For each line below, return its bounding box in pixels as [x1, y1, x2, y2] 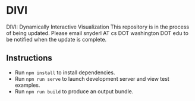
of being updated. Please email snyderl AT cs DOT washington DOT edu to [6, 29, 189, 36]
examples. [14, 81, 40, 89]
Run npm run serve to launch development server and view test [14, 75, 169, 82]
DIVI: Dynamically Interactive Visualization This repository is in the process [6, 23, 189, 30]
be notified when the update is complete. [6, 36, 107, 43]
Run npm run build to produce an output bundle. [14, 87, 134, 95]
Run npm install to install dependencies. [14, 69, 115, 76]
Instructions [6, 53, 52, 63]
